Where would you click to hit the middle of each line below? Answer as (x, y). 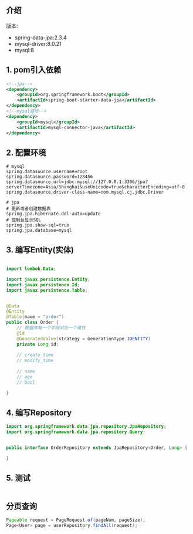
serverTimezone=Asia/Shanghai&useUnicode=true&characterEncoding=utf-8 (95, 187)
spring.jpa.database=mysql (39, 231)
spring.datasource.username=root (47, 172)
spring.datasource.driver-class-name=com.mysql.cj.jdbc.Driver (85, 192)
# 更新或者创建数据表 (28, 209)
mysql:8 (24, 50)
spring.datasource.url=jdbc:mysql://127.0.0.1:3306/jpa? (77, 182)
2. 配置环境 (26, 152)
